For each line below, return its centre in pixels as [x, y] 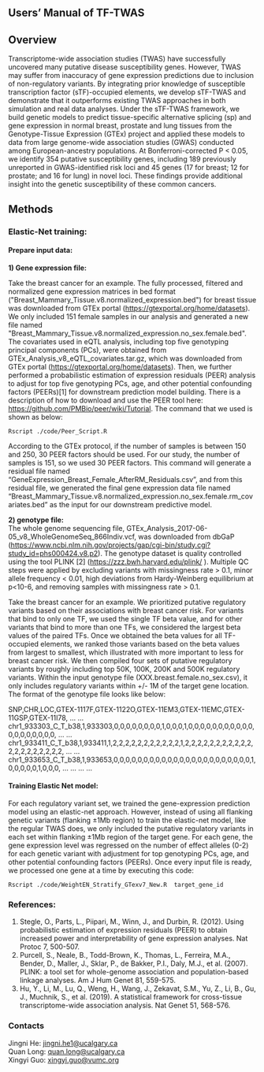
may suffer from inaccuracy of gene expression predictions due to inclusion [131, 76]
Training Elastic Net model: [53, 786]
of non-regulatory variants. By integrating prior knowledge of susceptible [127, 84]
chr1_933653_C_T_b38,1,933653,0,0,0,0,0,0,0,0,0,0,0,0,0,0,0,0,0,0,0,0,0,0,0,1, [132, 759]
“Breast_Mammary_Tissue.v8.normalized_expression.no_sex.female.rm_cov [131, 496]
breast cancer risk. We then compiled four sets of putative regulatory [120, 660]
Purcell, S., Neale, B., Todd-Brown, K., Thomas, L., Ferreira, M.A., [125, 955]
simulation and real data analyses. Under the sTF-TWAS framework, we [124, 109]
